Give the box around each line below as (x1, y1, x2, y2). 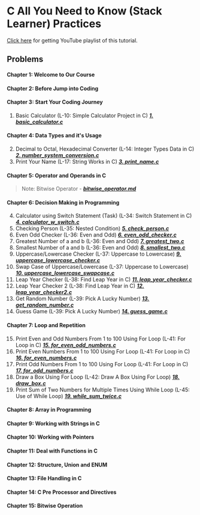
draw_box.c (15, 379, 47, 387)
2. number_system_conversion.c (15, 151, 99, 158)
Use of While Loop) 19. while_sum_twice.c (15, 392, 122, 400)
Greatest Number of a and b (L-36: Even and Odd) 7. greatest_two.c (15, 238, 184, 245)
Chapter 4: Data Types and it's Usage (7, 132, 102, 139)
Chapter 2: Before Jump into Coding (7, 85, 98, 92)
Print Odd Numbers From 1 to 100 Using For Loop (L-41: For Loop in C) (15, 360, 189, 367)
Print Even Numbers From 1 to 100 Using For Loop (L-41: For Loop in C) (15, 348, 190, 355)
